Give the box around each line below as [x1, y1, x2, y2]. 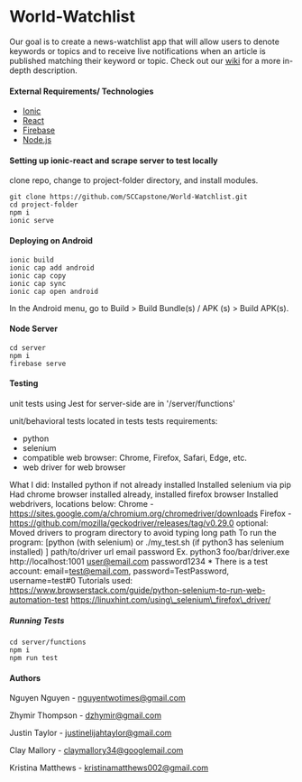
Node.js [22, 134, 52, 145]
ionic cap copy [9, 271, 67, 281]
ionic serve [9, 216, 54, 225]
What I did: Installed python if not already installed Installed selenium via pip [9, 479, 291, 490]
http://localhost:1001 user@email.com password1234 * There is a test [9, 556, 269, 566]
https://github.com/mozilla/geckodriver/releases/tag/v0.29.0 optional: [9, 517, 269, 529]
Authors [9, 672, 41, 683]
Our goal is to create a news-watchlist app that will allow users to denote [9, 36, 279, 47]
